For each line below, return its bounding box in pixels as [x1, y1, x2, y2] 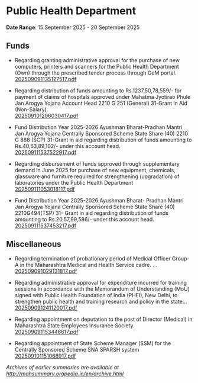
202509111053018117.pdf [14, 185, 75, 192]
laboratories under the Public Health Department [14, 179, 134, 186]
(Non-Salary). [14, 105, 48, 113]
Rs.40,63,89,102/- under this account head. [14, 142, 121, 149]
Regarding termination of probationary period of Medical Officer [14, 255, 171, 262]
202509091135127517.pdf [14, 75, 77, 82]
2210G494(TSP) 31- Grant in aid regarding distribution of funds [14, 209, 168, 217]
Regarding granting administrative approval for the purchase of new [14, 56, 180, 63]
